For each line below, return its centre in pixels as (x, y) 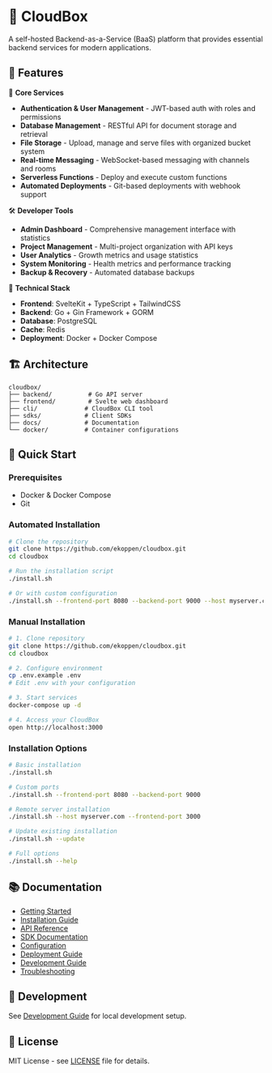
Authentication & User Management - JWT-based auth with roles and (138, 108)
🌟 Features (36, 73)
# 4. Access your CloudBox (54, 720)
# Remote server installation (59, 809)
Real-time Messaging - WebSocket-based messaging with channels (135, 160)
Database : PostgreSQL (59, 321)
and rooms (38, 168)
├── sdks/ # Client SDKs (70, 415)
